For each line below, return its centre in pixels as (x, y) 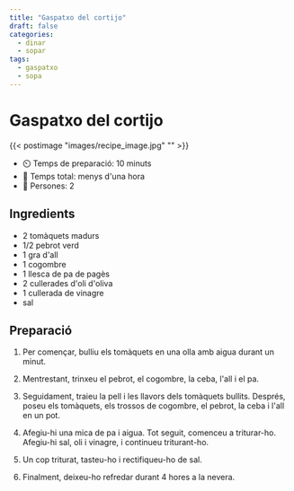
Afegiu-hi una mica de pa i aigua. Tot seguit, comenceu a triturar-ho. (149, 433)
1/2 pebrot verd (50, 245)
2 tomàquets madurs (61, 235)
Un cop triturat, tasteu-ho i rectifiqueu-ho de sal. (112, 460)
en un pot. (41, 416)
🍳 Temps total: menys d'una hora (84, 176)
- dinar (32, 43)
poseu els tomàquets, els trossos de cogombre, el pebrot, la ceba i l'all (153, 406)
